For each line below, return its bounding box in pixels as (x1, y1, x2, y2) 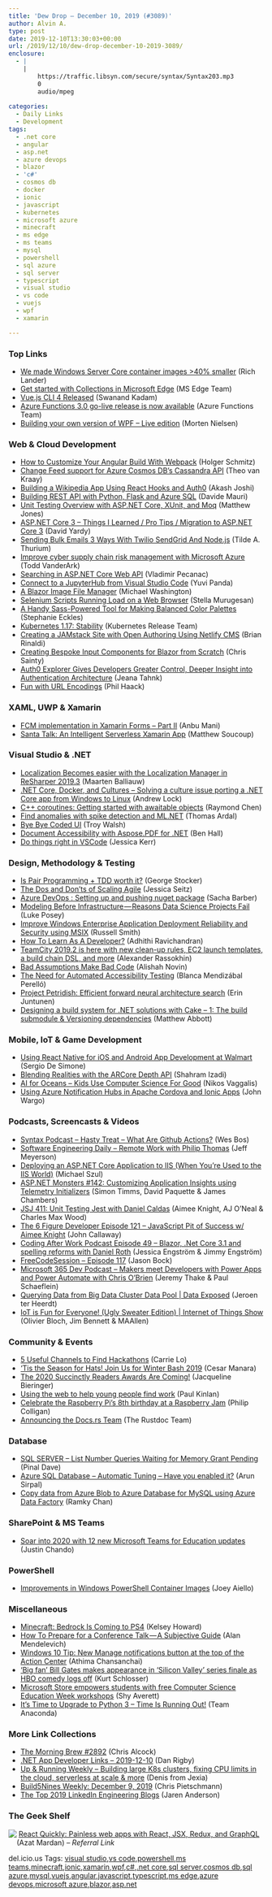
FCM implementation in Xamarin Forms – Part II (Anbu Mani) (19, 720, 221, 730)
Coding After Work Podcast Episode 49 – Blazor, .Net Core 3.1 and (19, 1238, 242, 1248)
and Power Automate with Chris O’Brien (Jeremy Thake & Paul (19, 1273, 229, 1283)
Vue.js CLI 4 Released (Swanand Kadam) (19, 392, 158, 402)
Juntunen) (19, 996, 55, 1006)
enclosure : (8, 50, 45, 58)
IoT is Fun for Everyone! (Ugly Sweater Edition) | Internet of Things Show (19, 1307, 264, 1317)
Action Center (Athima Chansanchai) (19, 1656, 144, 1666)
